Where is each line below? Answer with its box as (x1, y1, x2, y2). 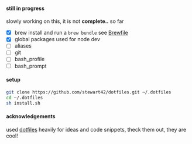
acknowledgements (6, 113, 56, 120)
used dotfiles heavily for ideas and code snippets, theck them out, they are (6, 126, 187, 133)
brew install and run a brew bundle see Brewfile (14, 29, 129, 36)
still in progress (6, 5, 45, 12)
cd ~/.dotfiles (6, 95, 43, 101)
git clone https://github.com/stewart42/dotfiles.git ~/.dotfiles (6, 89, 172, 95)
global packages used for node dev (14, 36, 101, 43)
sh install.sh (6, 100, 41, 106)
